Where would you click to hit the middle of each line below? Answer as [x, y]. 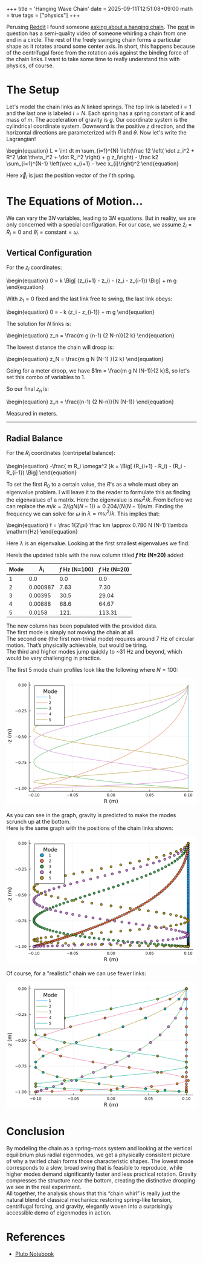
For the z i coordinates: [34, 268]
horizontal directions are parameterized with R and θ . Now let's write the [96, 132]
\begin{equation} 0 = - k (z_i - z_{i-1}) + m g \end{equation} [81, 312]
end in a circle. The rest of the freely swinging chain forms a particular [94, 40]
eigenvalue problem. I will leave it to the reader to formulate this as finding [98, 492]
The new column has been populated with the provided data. [82, 626]
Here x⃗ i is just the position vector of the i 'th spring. [71, 176]
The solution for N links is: [39, 323]
